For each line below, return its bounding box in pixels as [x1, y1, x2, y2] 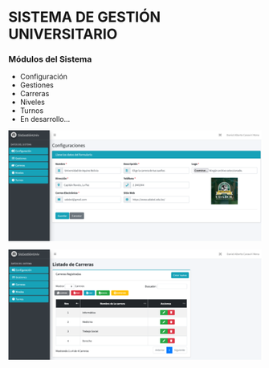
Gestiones [19, 80, 54, 90]
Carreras [19, 89, 50, 99]
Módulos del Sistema [8, 54, 92, 65]
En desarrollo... [19, 115, 71, 124]
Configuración [19, 72, 68, 82]
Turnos [19, 106, 44, 115]
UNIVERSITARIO [8, 25, 118, 43]
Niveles [19, 97, 46, 107]
